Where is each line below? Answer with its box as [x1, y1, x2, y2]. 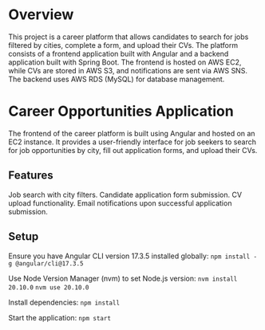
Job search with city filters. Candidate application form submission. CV [8, 190, 242, 199]
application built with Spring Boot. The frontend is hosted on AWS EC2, [8, 57, 242, 67]
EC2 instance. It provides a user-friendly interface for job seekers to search [8, 137, 257, 147]
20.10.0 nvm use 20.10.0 [8, 283, 89, 292]
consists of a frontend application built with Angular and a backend [8, 49, 229, 58]
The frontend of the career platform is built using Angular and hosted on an [8, 128, 255, 138]
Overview [8, 6, 74, 24]
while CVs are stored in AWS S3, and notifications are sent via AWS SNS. [8, 65, 247, 75]
